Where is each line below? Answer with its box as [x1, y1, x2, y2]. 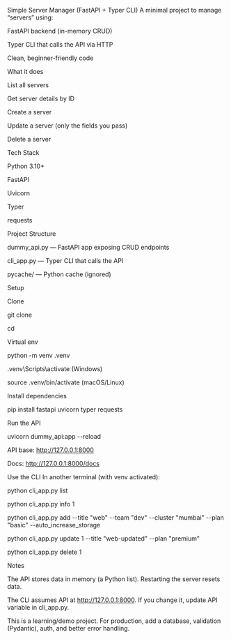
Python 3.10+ [7, 162, 45, 170]
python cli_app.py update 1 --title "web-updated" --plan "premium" [7, 534, 200, 543]
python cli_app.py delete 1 [7, 548, 82, 556]
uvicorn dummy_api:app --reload [7, 433, 102, 440]
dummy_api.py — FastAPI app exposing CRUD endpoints [7, 243, 170, 251]
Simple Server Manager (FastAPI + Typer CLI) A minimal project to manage [7, 6, 222, 14]
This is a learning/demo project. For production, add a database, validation [7, 617, 221, 625]
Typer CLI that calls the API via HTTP [7, 40, 113, 48]
